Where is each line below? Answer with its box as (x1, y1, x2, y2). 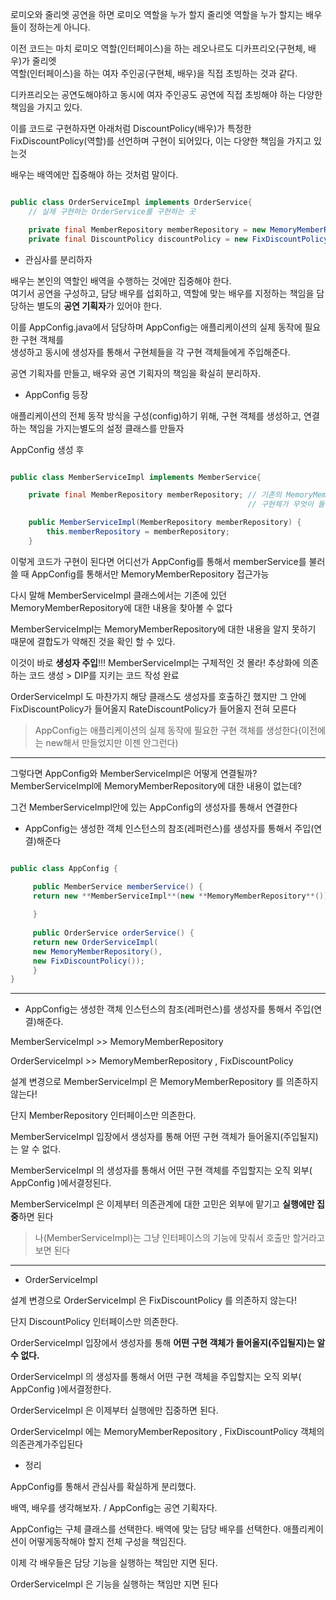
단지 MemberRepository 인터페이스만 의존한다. (10, 1109, 197, 1122)
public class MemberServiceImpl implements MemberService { (10, 472, 262, 482)
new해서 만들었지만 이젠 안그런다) (45, 736, 179, 748)
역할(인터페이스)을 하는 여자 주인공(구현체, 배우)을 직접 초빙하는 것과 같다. (10, 68, 298, 79)
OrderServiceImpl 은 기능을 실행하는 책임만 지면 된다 (10, 1578, 219, 1590)
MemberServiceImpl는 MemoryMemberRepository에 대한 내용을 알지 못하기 (10, 623, 317, 635)
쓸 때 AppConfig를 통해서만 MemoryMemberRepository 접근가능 (10, 568, 270, 580)
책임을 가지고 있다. (10, 101, 83, 113)
